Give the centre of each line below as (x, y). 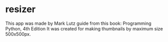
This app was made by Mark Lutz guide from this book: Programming (78, 23)
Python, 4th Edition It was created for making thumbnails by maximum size (84, 28)
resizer (20, 9)
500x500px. (18, 34)
